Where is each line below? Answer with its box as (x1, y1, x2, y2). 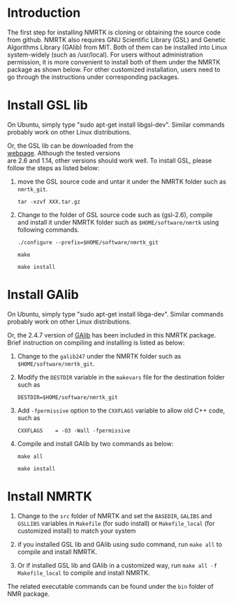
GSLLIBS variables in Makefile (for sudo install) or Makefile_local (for (17, 519, 215, 527)
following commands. (17, 225, 80, 234)
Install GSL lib (7, 97, 89, 113)
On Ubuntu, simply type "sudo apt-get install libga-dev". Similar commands (7, 310, 224, 318)
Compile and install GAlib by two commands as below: (17, 439, 174, 447)
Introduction (7, 5, 81, 21)
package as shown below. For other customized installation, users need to (7, 65, 221, 74)
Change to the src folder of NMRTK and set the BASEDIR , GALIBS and (17, 511, 212, 520)
